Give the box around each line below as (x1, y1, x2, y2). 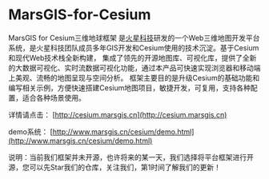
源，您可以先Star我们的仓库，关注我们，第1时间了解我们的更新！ (8, 162, 222, 172)
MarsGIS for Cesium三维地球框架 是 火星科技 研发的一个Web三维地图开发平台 (8, 33, 260, 42)
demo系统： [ (8, 126, 54, 137)
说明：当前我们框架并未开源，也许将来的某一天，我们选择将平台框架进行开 (8, 152, 254, 161)
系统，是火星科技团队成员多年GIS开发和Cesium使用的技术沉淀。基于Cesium (8, 42, 259, 53)
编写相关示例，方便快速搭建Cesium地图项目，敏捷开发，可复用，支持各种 (8, 82, 251, 93)
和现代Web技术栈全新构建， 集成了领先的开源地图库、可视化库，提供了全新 (8, 53, 257, 62)
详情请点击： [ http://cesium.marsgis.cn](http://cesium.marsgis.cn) (8, 109, 227, 119)
